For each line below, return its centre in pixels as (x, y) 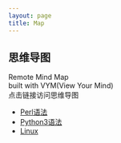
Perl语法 (34, 112)
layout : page (30, 16)
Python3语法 (41, 122)
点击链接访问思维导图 (43, 95)
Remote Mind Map (39, 77)
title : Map (26, 23)
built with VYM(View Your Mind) (61, 85)
